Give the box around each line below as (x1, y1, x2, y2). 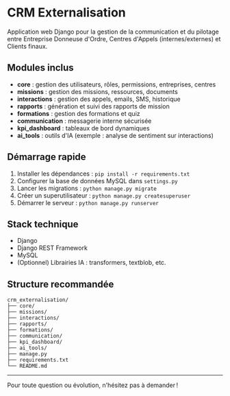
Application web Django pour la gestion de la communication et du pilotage (7, 27, 219, 36)
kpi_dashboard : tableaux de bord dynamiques (16, 124, 150, 132)
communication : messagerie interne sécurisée (16, 117, 152, 125)
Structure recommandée (7, 278, 114, 290)
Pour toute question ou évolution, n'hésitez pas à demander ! (7, 381, 179, 389)
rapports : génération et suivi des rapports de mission (16, 102, 170, 110)
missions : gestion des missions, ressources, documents (16, 87, 178, 95)
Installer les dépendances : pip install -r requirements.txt (16, 170, 190, 178)
